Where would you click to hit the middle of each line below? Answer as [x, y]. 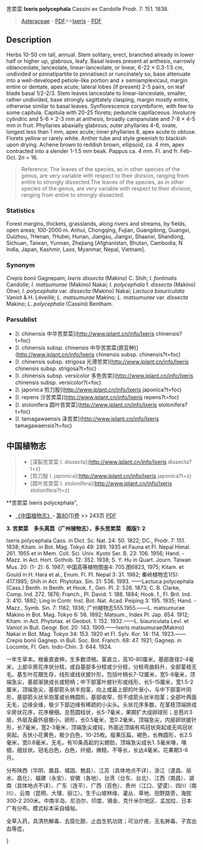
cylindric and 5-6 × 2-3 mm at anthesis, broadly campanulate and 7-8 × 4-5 [101, 119]
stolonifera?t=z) [50, 490]
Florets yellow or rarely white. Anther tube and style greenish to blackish [96, 138]
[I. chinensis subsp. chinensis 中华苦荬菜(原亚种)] [77, 347]
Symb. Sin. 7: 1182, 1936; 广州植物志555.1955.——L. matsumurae [105, 607]
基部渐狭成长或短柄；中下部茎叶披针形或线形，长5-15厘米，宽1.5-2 [110, 682]
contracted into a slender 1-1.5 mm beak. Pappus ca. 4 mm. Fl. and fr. [93, 151]
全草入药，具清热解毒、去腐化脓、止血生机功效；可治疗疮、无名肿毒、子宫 [99, 821]
